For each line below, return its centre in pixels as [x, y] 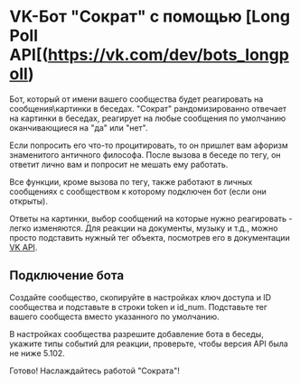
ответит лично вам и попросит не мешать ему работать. [119, 164]
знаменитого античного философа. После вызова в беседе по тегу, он [145, 154]
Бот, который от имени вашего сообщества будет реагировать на [136, 99]
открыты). [28, 201]
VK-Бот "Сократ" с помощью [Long [150, 17]
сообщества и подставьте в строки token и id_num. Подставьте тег [139, 307]
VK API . [23, 247]
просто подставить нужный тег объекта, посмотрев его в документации [150, 237]
